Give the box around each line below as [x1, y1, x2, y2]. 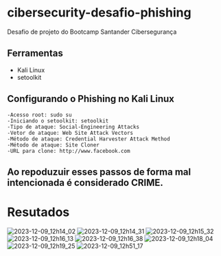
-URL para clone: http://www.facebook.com [7, 147, 130, 154]
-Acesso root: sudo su [7, 111, 72, 118]
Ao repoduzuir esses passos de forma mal [7, 166, 191, 178]
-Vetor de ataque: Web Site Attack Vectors [7, 129, 134, 136]
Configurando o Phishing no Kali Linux [7, 93, 175, 105]
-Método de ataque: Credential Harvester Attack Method [7, 136, 170, 142]
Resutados [7, 204, 70, 220]
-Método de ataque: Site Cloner [7, 141, 100, 149]
